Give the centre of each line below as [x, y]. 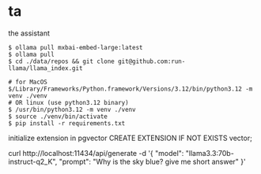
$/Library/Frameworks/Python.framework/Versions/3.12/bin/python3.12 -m [130, 89]
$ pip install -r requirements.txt [67, 123]
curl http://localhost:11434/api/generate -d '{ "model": [96, 153]
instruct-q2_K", [33, 161]
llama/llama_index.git [45, 68]
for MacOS [31, 82]
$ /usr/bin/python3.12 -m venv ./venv [72, 109]
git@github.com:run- [151, 61]
